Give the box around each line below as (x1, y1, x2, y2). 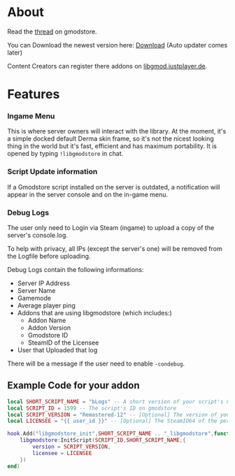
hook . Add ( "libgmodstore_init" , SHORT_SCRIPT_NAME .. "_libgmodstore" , (7, 431, 215, 438)
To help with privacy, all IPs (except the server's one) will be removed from (7, 245, 222, 253)
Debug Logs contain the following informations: (7, 266, 144, 274)
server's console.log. (7, 231, 69, 240)
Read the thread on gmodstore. (7, 27, 97, 36)
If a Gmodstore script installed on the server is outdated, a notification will (7, 182, 220, 191)
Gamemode (17, 294, 51, 303)
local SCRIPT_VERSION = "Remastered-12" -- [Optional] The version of (7, 411, 218, 418)
